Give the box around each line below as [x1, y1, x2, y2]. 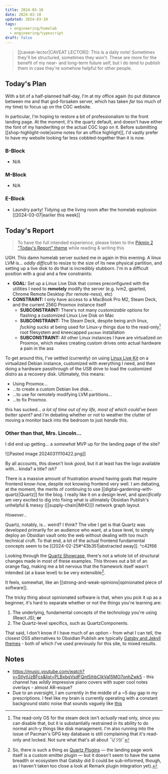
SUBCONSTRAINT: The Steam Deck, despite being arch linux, [19, 318, 148, 324]
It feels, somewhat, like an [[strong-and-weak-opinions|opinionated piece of [5, 579, 162, 585]
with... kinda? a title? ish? [5, 466, 56, 472]
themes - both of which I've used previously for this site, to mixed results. [5, 640, 156, 647]
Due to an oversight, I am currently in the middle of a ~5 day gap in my [12, 690, 158, 696]
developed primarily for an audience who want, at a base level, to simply [5, 527, 154, 533]
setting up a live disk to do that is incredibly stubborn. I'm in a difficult [5, 266, 148, 272]
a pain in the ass [19, 345, 54, 351]
